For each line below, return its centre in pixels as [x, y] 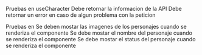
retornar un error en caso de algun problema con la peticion [81, 15]
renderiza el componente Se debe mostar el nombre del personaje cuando [99, 33]
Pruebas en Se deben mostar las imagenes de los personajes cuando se [96, 27]
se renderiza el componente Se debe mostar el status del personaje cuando [101, 39]
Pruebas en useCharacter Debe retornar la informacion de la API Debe [94, 9]
